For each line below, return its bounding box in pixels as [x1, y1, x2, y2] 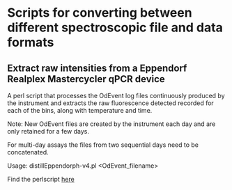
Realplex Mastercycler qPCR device [7, 73, 165, 85]
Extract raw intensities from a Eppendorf [7, 62, 187, 74]
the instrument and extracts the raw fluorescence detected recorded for [7, 99, 214, 107]
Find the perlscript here [7, 175, 75, 183]
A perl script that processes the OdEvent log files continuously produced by [7, 92, 225, 100]
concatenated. [7, 148, 49, 156]
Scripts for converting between [7, 5, 193, 21]
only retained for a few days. [7, 127, 89, 135]
